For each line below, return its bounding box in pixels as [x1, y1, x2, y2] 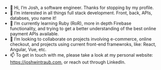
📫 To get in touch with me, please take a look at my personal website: [9, 52, 154, 58]
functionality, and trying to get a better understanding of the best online [9, 26, 157, 32]
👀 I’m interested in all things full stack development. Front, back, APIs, [9, 10, 153, 16]
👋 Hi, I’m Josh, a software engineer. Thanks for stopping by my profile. [9, 5, 154, 10]
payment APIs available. [9, 31, 59, 36]
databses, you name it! [9, 15, 56, 21]
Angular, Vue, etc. [9, 47, 47, 52]
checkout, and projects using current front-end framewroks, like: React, [9, 41, 157, 47]
